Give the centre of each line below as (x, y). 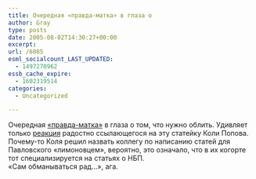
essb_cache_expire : (40, 74)
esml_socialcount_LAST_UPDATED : (61, 60)
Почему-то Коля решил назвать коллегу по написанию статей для (119, 141)
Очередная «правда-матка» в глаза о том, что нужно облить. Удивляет (128, 125)
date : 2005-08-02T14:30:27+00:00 (63, 37)
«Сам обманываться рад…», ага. (63, 166)
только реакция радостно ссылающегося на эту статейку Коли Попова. (128, 133)
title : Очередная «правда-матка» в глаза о (80, 15)
